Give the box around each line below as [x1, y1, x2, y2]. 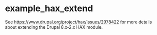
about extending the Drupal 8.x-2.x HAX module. [5, 24, 103, 30]
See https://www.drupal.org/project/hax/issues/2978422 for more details [5, 19, 152, 25]
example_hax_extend [5, 3, 94, 14]
